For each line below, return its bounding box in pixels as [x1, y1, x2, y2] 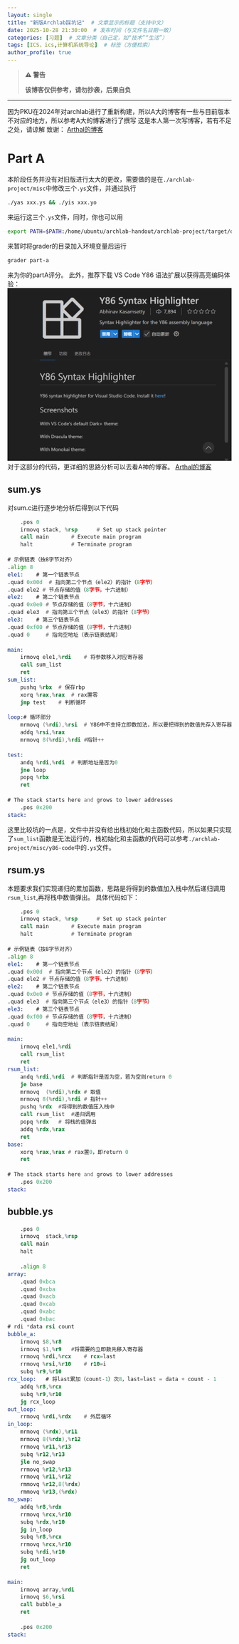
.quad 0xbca [20, 1278, 55, 1285]
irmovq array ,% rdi [20, 1586, 75, 1593]
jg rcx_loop [20, 1398, 55, 1405]
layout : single [7, 11, 53, 19]
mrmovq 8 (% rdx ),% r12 [20, 1436, 81, 1443]
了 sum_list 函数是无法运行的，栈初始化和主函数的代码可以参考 [7, 834, 189, 843]
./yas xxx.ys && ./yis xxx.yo [7, 199, 97, 206]
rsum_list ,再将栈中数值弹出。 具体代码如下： [7, 893, 140, 901]
